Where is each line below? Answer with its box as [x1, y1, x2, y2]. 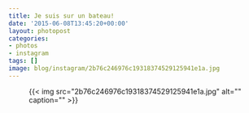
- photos [8, 42, 38, 50]
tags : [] [8, 57, 38, 65]
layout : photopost [8, 27, 71, 35]
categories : [8, 34, 49, 43]
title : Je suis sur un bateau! [8, 11, 115, 20]
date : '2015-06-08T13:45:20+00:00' [8, 19, 129, 27]
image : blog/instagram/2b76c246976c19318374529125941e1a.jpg [8, 65, 221, 73]
